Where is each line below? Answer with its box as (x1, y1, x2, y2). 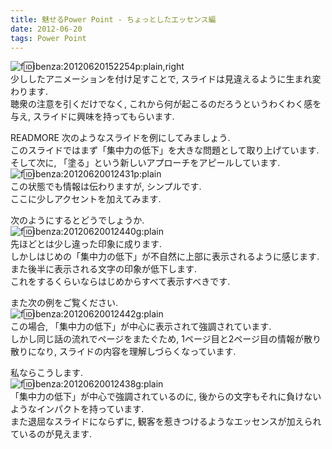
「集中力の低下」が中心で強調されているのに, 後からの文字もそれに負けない (10, 391, 322, 403)
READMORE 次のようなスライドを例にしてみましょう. (10, 132, 231, 144)
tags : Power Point (10, 33, 87, 43)
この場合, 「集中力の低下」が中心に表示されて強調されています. (10, 321, 272, 333)
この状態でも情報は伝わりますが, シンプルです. (10, 181, 202, 193)
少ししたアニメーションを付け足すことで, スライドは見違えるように (10, 73, 287, 85)
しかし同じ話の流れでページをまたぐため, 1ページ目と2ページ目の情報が (10, 333, 304, 345)
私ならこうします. (10, 367, 84, 379)
